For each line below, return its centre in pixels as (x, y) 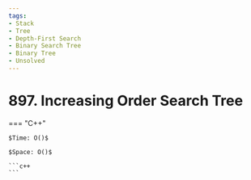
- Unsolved (27, 61)
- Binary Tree (32, 53)
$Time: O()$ (28, 138)
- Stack (21, 23)
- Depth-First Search (45, 38)
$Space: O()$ (30, 152)
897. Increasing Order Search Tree (126, 101)
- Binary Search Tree (45, 46)
